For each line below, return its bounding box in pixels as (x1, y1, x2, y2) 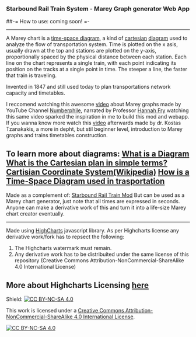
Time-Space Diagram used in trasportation (6, 176, 165, 186)
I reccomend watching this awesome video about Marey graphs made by (6, 101, 181, 108)
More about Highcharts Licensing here (6, 280, 149, 290)
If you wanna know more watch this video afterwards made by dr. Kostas (6, 119, 181, 127)
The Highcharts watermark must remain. (14, 245, 112, 252)
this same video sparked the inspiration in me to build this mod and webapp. (6, 113, 190, 120)
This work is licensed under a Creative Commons (6, 307, 124, 314)
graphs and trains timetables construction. (6, 132, 108, 139)
